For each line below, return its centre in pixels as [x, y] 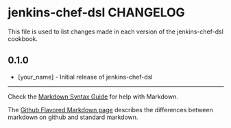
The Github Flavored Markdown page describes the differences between [110, 110]
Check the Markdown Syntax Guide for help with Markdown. [93, 97]
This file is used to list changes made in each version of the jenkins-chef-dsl [115, 31]
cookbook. [23, 38]
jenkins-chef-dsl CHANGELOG [97, 13]
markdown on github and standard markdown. [73, 117]
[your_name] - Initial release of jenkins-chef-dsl [85, 77]
